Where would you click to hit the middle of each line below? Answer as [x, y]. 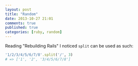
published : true [21, 28]
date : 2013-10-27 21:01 [29, 18]
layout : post [18, 9]
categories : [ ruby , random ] [34, 32]
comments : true [20, 23]
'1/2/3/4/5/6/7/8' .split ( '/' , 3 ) [39, 55]
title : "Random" [21, 14]
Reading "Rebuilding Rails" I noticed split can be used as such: [69, 46]
